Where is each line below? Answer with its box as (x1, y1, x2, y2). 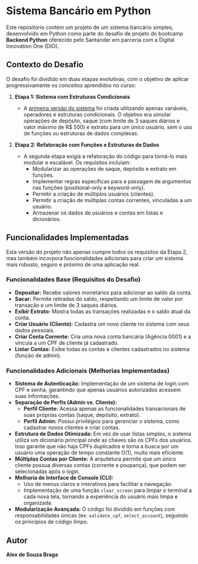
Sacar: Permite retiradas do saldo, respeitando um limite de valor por (14, 295, 183, 302)
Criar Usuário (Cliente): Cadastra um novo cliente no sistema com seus (14, 320, 190, 328)
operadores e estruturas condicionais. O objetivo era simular (23, 111, 171, 118)
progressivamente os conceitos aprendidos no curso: (6, 82, 137, 89)
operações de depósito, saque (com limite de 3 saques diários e (23, 117, 180, 124)
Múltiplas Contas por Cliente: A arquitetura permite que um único (14, 455, 176, 462)
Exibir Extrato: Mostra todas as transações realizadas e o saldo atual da (14, 307, 191, 315)
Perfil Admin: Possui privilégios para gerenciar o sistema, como (23, 418, 180, 425)
